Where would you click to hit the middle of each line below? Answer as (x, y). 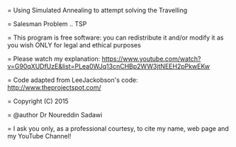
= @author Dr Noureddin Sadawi (55, 115)
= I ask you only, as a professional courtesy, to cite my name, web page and (118, 129)
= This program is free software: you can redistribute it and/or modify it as (116, 37)
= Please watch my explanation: (54, 59)
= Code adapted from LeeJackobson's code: (73, 80)
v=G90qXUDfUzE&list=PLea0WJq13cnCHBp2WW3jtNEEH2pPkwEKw (109, 66)
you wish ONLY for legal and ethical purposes (74, 45)
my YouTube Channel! (39, 136)
